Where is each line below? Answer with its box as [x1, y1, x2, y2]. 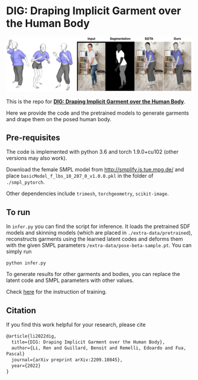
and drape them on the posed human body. [6, 115, 112, 122]
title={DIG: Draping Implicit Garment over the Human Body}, [11, 339, 165, 345]
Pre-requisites [6, 132, 60, 142]
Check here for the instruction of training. [6, 288, 108, 295]
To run [6, 207, 31, 217]
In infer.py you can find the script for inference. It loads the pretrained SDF [6, 223, 191, 230]
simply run [6, 248, 32, 255]
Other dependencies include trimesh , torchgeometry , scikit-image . [6, 190, 169, 197]
